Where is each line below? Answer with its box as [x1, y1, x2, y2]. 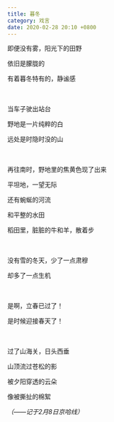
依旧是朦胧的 [7, 59, 45, 68]
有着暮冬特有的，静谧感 [7, 74, 76, 83]
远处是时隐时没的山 [7, 135, 64, 143]
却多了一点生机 [7, 272, 51, 280]
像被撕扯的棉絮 [7, 393, 51, 401]
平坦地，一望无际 [7, 180, 57, 189]
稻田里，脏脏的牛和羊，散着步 [7, 226, 94, 235]
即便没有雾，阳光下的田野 [7, 44, 82, 53]
